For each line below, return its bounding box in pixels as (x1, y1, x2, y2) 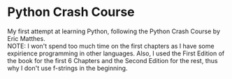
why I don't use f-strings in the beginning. (7, 64, 128, 72)
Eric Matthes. (7, 34, 45, 42)
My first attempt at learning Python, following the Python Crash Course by (7, 27, 221, 35)
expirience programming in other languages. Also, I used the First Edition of (7, 49, 225, 58)
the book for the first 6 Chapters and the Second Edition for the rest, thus (7, 56, 218, 64)
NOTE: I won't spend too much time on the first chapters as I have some (7, 42, 215, 50)
